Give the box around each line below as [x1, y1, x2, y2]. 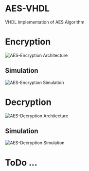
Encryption [5, 36, 51, 47]
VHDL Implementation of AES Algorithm [5, 19, 85, 25]
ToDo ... [5, 157, 37, 168]
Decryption [5, 96, 52, 107]
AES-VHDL [5, 3, 50, 14]
